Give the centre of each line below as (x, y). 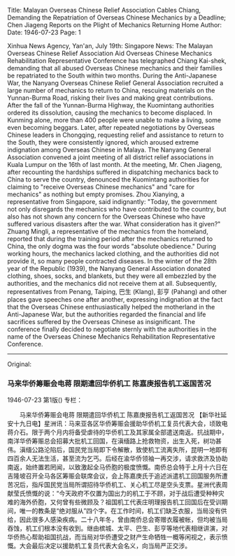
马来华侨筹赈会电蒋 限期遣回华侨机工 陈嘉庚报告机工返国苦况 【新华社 (120, 415)
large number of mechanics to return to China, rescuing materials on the (111, 90)
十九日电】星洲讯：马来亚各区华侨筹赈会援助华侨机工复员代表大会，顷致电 (120, 424)
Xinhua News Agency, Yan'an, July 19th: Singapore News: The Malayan (110, 46)
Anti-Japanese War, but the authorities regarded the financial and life (107, 314)
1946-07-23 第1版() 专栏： (45, 400)
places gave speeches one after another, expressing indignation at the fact (115, 299)
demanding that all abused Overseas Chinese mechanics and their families (115, 68)
